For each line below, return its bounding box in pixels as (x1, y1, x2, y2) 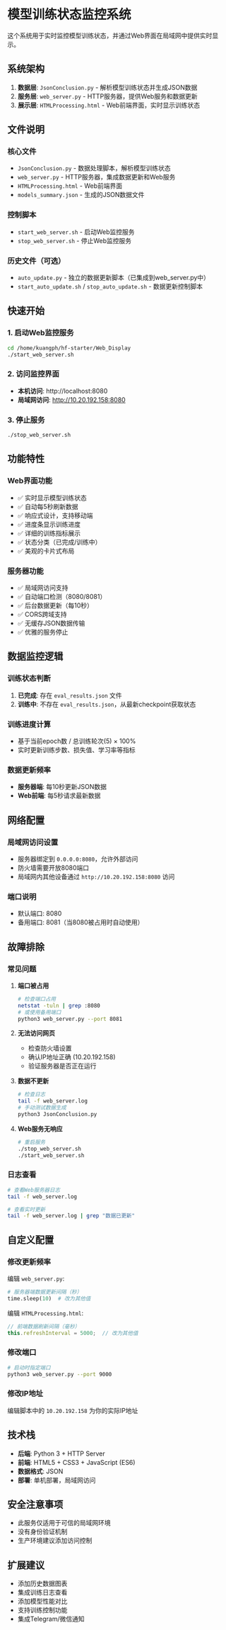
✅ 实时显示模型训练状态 (17, 493, 87, 502)
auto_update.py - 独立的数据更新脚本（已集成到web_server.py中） (17, 274, 210, 282)
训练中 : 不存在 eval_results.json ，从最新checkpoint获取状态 (17, 700, 196, 708)
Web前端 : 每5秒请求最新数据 (17, 791, 101, 800)
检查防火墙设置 (28, 1044, 72, 1053)
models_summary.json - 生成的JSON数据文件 (17, 191, 145, 199)
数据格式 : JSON (17, 1467, 64, 1475)
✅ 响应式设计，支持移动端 (17, 511, 93, 520)
